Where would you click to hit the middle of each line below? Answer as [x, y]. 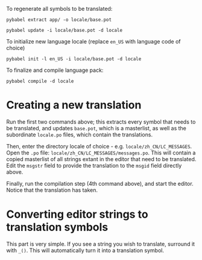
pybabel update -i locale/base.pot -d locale [64, 30]
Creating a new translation [74, 105]
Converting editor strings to [77, 214]
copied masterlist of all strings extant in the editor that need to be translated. [101, 159]
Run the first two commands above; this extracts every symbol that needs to [101, 122]
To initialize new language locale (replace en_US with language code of [93, 41]
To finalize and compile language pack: [55, 70]
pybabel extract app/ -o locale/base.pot [59, 20]
